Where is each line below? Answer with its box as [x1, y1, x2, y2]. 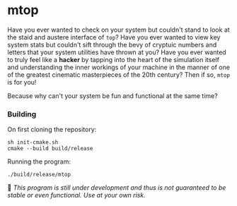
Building [7, 109, 37, 119]
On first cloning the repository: [7, 126, 97, 134]
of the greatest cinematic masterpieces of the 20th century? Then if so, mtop [7, 70, 231, 79]
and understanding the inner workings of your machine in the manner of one [7, 63, 230, 71]
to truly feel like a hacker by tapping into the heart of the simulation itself [7, 55, 219, 63]
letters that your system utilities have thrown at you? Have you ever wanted [7, 48, 226, 56]
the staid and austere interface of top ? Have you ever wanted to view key [7, 32, 221, 41]
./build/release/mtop [7, 171, 71, 178]
